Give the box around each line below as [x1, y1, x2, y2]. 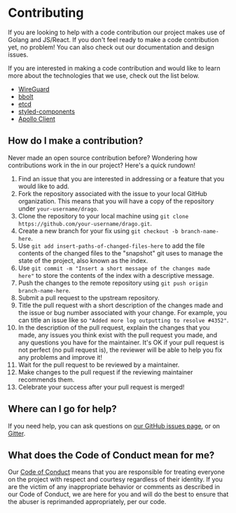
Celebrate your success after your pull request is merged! [18, 383, 185, 391]
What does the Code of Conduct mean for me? [8, 449, 215, 461]
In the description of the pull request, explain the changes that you [18, 323, 210, 332]
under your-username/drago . [18, 204, 99, 213]
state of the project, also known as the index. [18, 256, 148, 265]
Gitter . [8, 429, 26, 437]
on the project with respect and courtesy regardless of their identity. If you [8, 475, 223, 484]
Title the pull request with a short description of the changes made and [18, 301, 223, 309]
